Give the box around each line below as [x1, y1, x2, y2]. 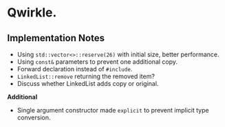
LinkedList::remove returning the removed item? [17, 72, 155, 80]
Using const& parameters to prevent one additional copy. [17, 58, 178, 66]
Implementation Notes [7, 32, 105, 44]
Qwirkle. [7, 5, 57, 21]
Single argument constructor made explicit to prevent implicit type [17, 106, 209, 114]
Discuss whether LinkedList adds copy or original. [17, 80, 159, 87]
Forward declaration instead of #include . [17, 65, 133, 73]
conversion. [17, 113, 51, 122]
